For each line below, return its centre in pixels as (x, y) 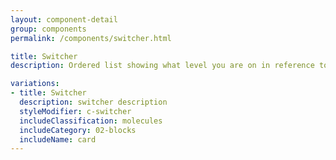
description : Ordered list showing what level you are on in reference (162, 66)
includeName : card (58, 139)
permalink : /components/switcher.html (91, 38)
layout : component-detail (64, 19)
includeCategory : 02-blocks (78, 130)
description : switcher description (93, 102)
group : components (48, 29)
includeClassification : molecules (91, 121)
